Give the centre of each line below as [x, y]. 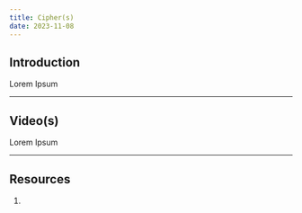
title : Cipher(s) [42, 18]
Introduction [45, 62]
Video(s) [34, 121]
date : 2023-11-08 [42, 26]
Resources [40, 179]
